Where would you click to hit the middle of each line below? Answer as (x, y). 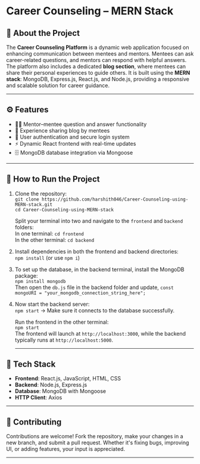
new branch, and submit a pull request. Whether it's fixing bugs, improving (98, 443)
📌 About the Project (43, 33)
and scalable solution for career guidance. (58, 85)
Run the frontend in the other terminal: (62, 322)
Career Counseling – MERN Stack (90, 11)
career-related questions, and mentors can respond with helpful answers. (96, 60)
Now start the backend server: (52, 304)
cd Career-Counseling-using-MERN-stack (64, 210)
